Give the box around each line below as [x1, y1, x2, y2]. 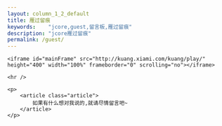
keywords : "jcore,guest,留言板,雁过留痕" [7, 23, 132, 30]
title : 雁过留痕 [7, 17, 51, 24]
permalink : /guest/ [7, 36, 65, 43]
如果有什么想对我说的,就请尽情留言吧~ [32, 99, 128, 107]
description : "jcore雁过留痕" [7, 29, 91, 37]
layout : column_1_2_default [7, 10, 90, 17]
